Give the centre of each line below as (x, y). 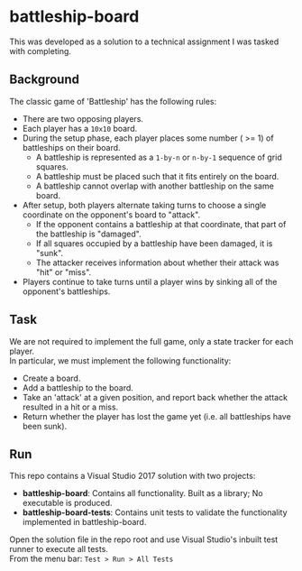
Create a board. (51, 378)
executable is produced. (67, 503)
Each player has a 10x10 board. (80, 128)
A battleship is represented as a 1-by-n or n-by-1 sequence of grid (159, 157)
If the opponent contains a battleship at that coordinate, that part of (161, 224)
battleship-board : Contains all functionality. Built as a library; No (142, 493)
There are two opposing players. (83, 118)
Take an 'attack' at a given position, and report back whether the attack (155, 397)
